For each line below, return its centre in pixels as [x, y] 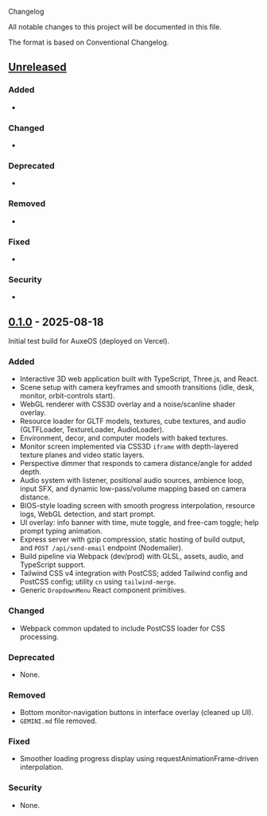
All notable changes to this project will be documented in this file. [115, 27]
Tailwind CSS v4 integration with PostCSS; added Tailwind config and [133, 573]
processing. [39, 636]
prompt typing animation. [61, 531]
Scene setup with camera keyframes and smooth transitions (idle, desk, [137, 387]
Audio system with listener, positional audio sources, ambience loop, [132, 480]
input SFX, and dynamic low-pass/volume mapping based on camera [133, 489]
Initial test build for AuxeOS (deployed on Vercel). [89, 340]
